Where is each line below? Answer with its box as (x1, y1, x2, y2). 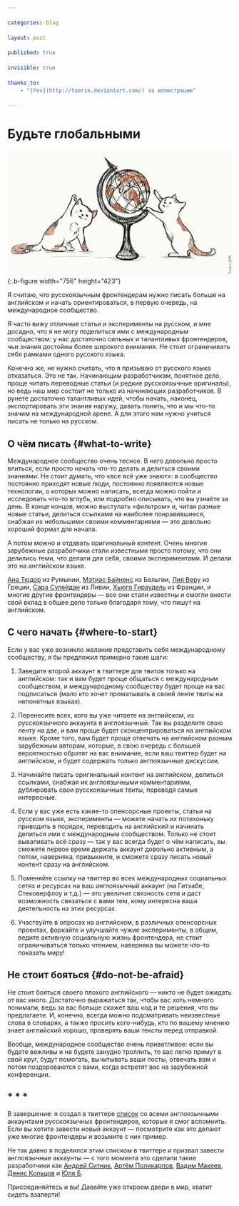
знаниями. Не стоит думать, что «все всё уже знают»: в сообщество (7, 472, 218, 480)
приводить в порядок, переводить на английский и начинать (17, 822, 205, 830)
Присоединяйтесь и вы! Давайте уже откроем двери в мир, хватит (7, 1182, 213, 1192)
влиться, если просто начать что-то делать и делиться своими (7, 464, 200, 473)
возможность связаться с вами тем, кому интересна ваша (17, 896, 198, 905)
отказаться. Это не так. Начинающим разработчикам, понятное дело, (7, 371, 221, 380)
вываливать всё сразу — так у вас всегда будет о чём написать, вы (17, 837, 226, 845)
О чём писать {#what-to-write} (7, 438, 152, 450)
